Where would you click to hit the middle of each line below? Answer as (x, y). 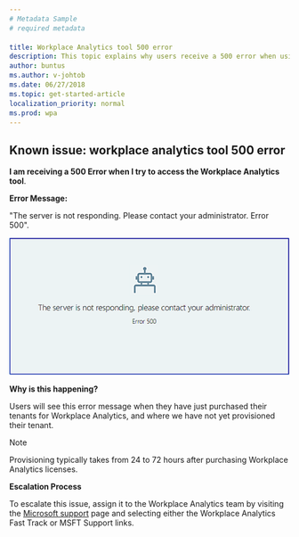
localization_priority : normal (67, 103)
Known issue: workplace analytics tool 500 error (147, 150)
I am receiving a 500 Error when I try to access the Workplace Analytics (145, 172)
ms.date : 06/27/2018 (48, 85)
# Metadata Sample (43, 19)
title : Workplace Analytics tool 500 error (91, 47)
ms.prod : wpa (33, 113)
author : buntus (37, 66)
